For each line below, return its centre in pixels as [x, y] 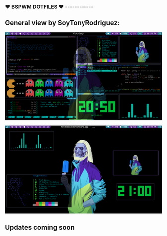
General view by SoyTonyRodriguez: [63, 23]
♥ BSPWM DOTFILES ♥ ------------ [49, 7]
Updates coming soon [40, 227]
